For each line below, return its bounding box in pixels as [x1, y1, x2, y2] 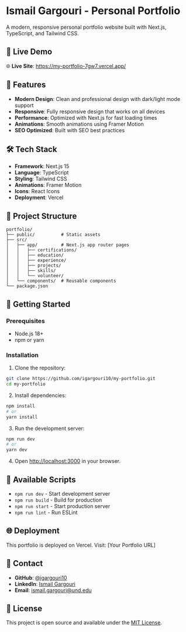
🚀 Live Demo [6, 47, 53, 57]
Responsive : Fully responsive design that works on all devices [14, 107, 166, 115]
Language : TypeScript [14, 169, 69, 176]
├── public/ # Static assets [6, 232, 101, 238]
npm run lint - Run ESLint [14, 509, 78, 516]
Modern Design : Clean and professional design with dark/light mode [14, 95, 180, 102]
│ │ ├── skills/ [6, 268, 57, 274]
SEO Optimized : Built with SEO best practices [14, 126, 125, 133]
